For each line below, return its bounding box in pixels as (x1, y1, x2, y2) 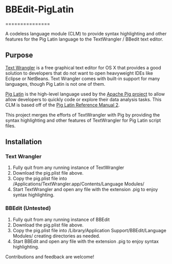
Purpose (5, 51, 33, 60)
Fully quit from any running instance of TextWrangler (12, 164, 124, 171)
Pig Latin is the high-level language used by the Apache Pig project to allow (5, 91, 165, 97)
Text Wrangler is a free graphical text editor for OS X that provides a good (5, 64, 161, 70)
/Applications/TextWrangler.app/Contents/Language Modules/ (12, 181, 145, 187)
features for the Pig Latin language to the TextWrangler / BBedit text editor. (5, 36, 163, 42)
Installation (5, 138, 42, 146)
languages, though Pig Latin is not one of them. (5, 81, 106, 87)
